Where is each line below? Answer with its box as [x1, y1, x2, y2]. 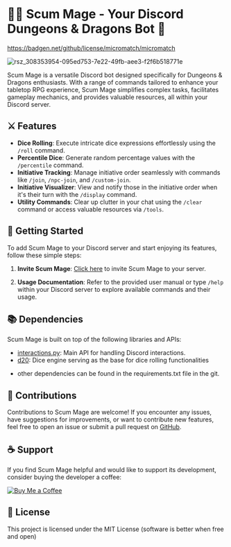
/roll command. [17, 146, 66, 155]
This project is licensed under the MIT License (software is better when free [7, 525, 224, 533]
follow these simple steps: [7, 251, 82, 259]
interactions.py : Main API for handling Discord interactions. [17, 349, 186, 357]
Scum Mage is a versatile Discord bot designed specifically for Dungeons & [7, 71, 223, 79]
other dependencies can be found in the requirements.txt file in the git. [17, 370, 220, 378]
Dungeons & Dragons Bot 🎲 [7, 21, 166, 37]
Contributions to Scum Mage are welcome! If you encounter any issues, [7, 408, 212, 417]
